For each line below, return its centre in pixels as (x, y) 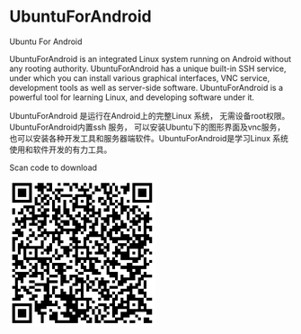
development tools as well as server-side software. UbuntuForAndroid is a (146, 87)
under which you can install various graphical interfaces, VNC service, (140, 77)
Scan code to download (53, 167)
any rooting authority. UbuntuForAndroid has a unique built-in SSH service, (148, 68)
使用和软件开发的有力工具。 (61, 149)
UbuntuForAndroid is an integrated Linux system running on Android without (150, 59)
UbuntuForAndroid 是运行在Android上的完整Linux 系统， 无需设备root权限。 (150, 115)
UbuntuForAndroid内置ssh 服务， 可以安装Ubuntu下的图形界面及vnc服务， (147, 127)
